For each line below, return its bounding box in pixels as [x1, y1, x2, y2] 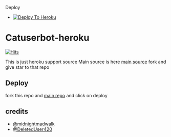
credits [5, 107, 29, 116]
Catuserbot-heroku [5, 32, 90, 44]
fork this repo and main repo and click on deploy [5, 92, 108, 98]
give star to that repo [5, 64, 50, 70]
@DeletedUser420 [12, 126, 52, 132]
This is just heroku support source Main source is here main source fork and [5, 59, 166, 65]
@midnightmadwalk [12, 121, 55, 127]
